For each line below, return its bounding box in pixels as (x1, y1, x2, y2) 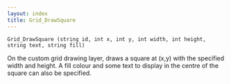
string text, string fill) (7, 42, 85, 49)
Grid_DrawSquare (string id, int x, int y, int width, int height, (7, 35, 207, 42)
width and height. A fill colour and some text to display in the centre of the (7, 61, 219, 69)
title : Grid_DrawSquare (7, 17, 76, 24)
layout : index (7, 10, 49, 17)
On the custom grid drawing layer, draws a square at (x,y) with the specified (7, 53, 225, 62)
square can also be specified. (7, 69, 92, 77)
